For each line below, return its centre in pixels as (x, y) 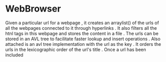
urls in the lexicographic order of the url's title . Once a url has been (76, 49)
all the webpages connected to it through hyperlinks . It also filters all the (81, 28)
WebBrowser (33, 9)
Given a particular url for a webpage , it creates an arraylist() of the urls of (82, 23)
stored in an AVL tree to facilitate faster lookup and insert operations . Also (83, 39)
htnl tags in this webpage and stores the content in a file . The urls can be (82, 33)
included (14, 55)
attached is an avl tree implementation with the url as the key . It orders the (83, 44)
